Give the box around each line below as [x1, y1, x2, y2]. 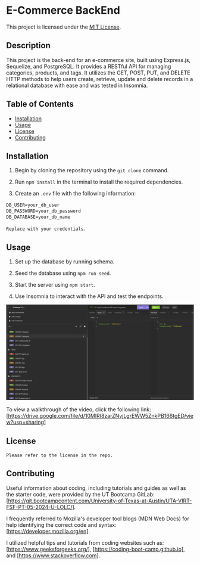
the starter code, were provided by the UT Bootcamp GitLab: [6, 491, 155, 498]
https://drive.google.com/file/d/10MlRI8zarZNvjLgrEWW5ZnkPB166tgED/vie [8, 412, 193, 420]
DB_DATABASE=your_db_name [6, 214, 70, 221]
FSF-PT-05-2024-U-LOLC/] [6, 503, 74, 510]
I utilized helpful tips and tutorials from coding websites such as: [6, 539, 164, 546]
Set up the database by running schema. [14, 258, 115, 265]
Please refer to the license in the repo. [6, 452, 113, 458]
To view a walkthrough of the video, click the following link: [6, 406, 152, 413]
